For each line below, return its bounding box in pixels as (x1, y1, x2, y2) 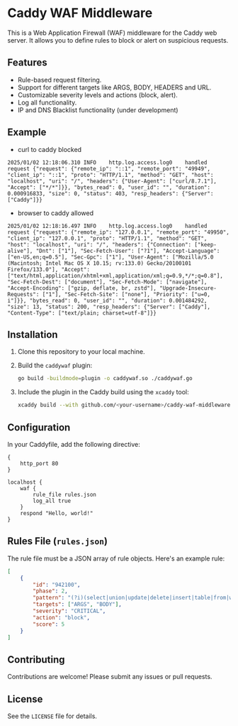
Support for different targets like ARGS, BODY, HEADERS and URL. (17, 83, 212, 92)
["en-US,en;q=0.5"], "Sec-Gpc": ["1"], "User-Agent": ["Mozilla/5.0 (7, 254, 214, 261)
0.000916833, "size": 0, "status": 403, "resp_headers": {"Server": (7, 190, 214, 197)
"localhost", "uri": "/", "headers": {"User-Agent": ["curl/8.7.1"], (7, 178, 217, 185)
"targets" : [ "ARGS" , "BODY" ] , (33, 601, 122, 608)
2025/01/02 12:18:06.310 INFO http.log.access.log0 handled (7, 158, 208, 166)
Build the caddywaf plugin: (17, 361, 93, 370)
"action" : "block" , (33, 614, 91, 621)
